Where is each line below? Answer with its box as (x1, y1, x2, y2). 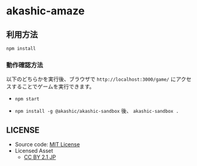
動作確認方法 (6, 61, 44, 69)
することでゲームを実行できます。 (11, 83, 95, 90)
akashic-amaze (6, 4, 85, 18)
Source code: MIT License (14, 140, 80, 147)
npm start (14, 96, 40, 102)
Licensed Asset (14, 147, 53, 154)
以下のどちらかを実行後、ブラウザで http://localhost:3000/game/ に (6, 76, 177, 83)
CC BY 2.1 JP (23, 153, 56, 161)
